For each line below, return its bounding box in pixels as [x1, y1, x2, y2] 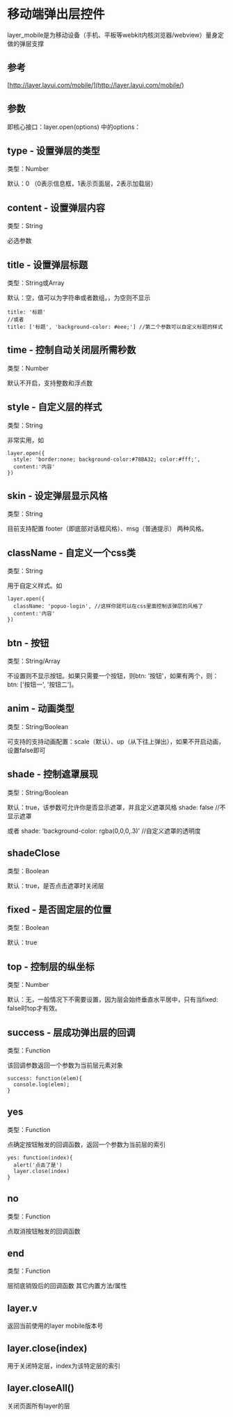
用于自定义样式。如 [7, 581, 63, 590]
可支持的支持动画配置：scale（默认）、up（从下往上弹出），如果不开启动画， [7, 737, 225, 746]
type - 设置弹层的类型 [7, 144, 101, 157]
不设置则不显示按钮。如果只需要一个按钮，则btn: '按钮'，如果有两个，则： [7, 672, 219, 680]
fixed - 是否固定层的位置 [7, 903, 112, 915]
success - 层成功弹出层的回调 [7, 1026, 136, 1039]
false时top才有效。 [7, 1004, 61, 1013]
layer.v [7, 1302, 38, 1314]
